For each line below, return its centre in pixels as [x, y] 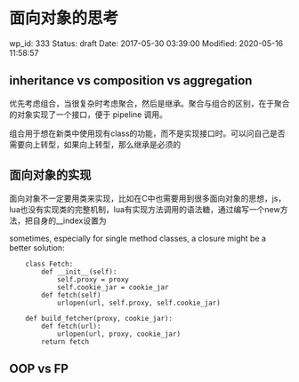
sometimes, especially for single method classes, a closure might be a [138, 238]
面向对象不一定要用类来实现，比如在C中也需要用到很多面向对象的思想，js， [148, 198]
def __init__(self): [79, 272]
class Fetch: [49, 264]
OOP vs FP [39, 368]
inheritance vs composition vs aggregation [131, 81]
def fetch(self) [71, 295]
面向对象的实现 [50, 175]
